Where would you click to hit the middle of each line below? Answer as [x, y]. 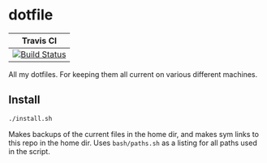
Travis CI [39, 41]
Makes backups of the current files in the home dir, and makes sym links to [134, 134]
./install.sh [30, 118]
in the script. [29, 151]
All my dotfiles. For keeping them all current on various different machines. [133, 74]
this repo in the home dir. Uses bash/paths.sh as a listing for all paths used [133, 143]
